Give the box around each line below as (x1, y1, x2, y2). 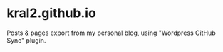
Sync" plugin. (6, 36, 46, 44)
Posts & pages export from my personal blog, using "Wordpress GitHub (6, 28, 216, 37)
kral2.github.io (6, 5, 97, 21)
